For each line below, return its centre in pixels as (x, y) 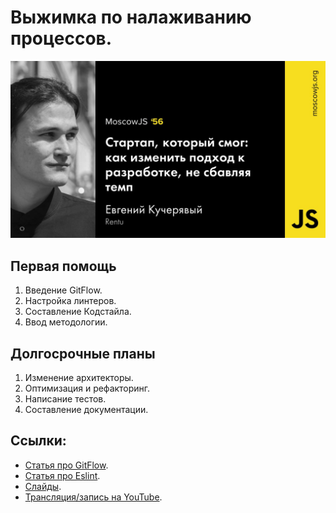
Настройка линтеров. (70, 301)
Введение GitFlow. (63, 290)
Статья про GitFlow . (66, 465)
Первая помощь (63, 266)
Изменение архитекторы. (79, 378)
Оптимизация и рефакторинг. (87, 388)
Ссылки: (38, 441)
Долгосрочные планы (83, 353)
